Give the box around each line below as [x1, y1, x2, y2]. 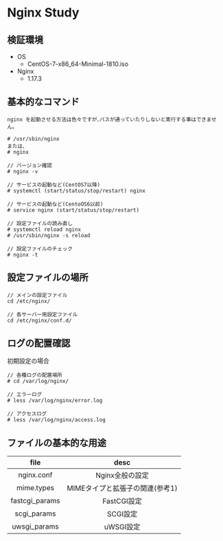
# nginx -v [7, 168, 38, 175]
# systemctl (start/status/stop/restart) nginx [7, 187, 146, 194]
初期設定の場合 [7, 357, 49, 365]
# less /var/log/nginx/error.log [7, 397, 103, 404]
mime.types [16, 483, 55, 493]
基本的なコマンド [7, 96, 80, 108]
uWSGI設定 [104, 522, 141, 532]
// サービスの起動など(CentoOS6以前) [7, 201, 104, 208]
